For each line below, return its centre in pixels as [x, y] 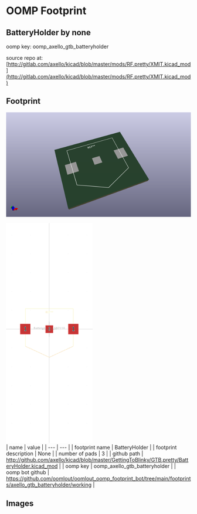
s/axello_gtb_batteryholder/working [49, 485]
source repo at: [24, 58]
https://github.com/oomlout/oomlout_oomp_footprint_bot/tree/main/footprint [98, 479]
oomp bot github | [28, 472]
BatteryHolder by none [48, 33]
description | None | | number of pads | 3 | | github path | [75, 454]
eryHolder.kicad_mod [32, 466]
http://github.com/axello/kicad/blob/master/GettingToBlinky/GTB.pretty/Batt [97, 460]
